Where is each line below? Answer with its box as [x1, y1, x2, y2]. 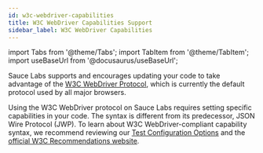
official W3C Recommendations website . [8, 137, 140, 146]
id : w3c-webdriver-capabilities [8, 11, 114, 20]
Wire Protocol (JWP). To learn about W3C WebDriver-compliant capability [8, 119, 247, 129]
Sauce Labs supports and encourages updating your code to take [8, 71, 221, 81]
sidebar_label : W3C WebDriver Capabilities [8, 26, 153, 34]
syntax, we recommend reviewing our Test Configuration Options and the [8, 128, 246, 137]
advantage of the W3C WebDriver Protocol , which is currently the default [8, 79, 245, 89]
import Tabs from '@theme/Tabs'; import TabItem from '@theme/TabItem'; [8, 48, 250, 57]
